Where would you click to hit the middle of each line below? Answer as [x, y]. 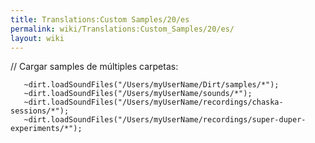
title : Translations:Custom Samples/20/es [100, 19]
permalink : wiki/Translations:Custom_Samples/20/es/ [122, 29]
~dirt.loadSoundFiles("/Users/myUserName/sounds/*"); [138, 94]
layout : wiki [37, 38]
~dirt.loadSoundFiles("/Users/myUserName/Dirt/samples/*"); [151, 85]
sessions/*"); [40, 111]
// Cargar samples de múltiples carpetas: [94, 67]
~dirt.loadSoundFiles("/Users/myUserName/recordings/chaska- [153, 102]
